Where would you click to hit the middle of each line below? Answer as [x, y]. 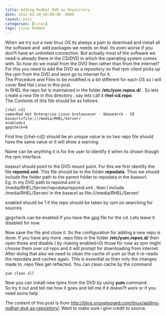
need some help [22, 293]
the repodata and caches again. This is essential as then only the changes [81, 259]
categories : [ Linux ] [27, 24]
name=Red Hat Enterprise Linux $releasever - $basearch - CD [70, 114]
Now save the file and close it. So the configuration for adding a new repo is [83, 233]
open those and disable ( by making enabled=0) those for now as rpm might [83, 243]
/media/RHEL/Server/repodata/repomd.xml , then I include [65, 188]
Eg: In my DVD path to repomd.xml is [43, 182]
